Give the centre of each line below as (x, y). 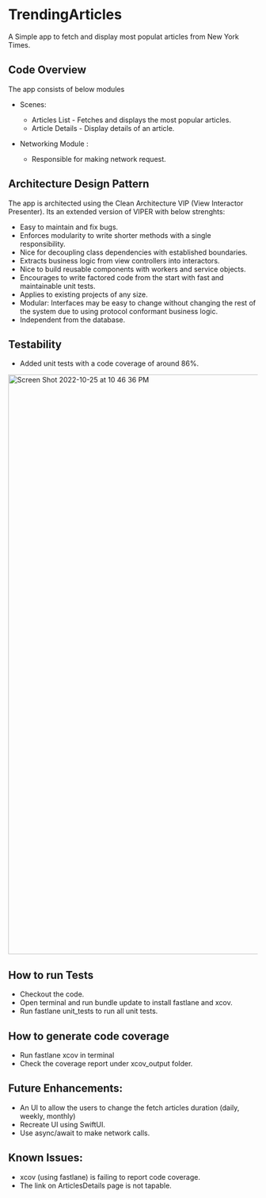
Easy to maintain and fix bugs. (69, 227)
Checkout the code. (52, 994)
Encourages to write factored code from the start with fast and (122, 277)
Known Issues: (46, 1158)
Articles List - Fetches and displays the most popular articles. (131, 120)
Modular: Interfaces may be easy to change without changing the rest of (137, 302)
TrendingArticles (65, 15)
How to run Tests (51, 975)
